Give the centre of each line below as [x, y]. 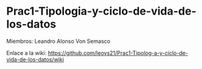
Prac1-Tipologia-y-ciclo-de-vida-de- [101, 11]
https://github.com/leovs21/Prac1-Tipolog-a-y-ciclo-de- [118, 53]
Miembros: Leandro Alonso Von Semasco [59, 41]
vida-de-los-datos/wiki [35, 59]
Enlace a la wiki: [27, 53]
